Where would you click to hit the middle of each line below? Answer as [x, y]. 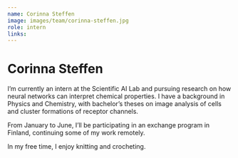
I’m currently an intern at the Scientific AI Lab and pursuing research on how [119, 89]
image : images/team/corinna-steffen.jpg [68, 21]
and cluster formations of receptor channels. [73, 112]
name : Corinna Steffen [41, 14]
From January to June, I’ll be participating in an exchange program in [109, 125]
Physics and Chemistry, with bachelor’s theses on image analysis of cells [115, 104]
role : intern [27, 27]
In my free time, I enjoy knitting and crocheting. [77, 147]
